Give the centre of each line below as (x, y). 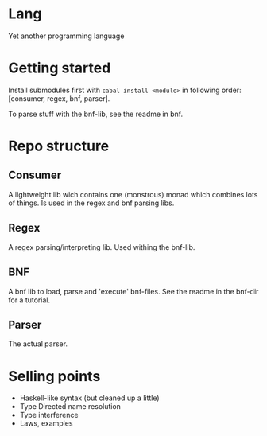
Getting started (60, 68)
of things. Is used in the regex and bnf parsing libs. (91, 203)
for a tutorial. (29, 300)
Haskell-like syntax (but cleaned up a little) (90, 398)
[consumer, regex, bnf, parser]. (59, 98)
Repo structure (59, 146)
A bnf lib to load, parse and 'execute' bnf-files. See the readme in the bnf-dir (133, 291)
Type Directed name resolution (70, 407)
